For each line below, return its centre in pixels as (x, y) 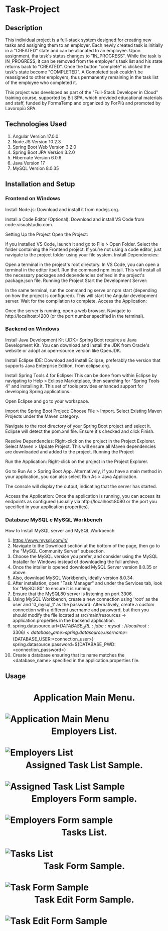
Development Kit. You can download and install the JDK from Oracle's (77, 345)
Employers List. (84, 731)
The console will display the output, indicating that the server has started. (81, 486)
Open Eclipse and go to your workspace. (47, 401)
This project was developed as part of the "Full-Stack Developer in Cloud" (82, 92)
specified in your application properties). (47, 507)
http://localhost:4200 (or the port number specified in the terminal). (75, 316)
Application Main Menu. (84, 698)
